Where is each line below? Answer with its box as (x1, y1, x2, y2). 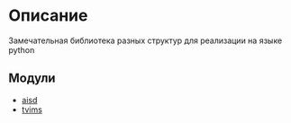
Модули (8, 71, 56, 86)
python (8, 44, 35, 55)
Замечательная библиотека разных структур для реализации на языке (8, 35, 283, 46)
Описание (8, 5, 88, 26)
